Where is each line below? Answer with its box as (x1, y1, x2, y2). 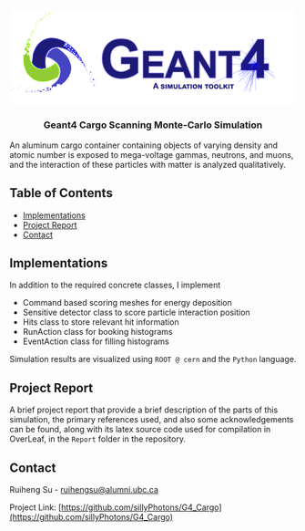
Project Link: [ (9, 502, 62, 513)
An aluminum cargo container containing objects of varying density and (9, 140, 279, 151)
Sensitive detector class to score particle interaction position (22, 307, 250, 318)
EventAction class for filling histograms (22, 336, 170, 347)
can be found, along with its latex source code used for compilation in (9, 424, 271, 435)
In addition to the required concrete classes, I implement (9, 279, 221, 291)
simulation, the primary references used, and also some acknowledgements (9, 414, 294, 425)
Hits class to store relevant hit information (22, 317, 179, 328)
